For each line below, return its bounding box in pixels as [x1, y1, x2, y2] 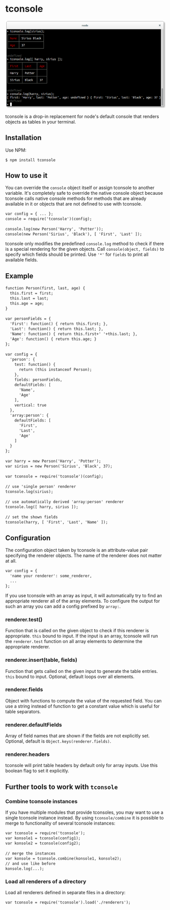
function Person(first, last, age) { [5, 286, 86, 291]
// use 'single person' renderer [5, 484, 76, 489]
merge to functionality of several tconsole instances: [5, 820, 116, 827]
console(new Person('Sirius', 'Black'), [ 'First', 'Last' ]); [5, 232, 143, 237]
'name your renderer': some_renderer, [10, 573, 93, 578]
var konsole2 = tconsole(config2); [5, 841, 81, 846]
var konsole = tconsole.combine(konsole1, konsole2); [5, 856, 122, 861]
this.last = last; [10, 296, 49, 301]
